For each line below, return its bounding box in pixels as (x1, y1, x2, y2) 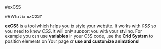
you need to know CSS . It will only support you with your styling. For (5, 28, 142, 33)
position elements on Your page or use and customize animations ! (5, 38, 140, 44)
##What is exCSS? (5, 14, 42, 19)
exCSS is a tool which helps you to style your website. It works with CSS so (5, 23, 157, 29)
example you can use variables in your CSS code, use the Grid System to (5, 33, 153, 39)
